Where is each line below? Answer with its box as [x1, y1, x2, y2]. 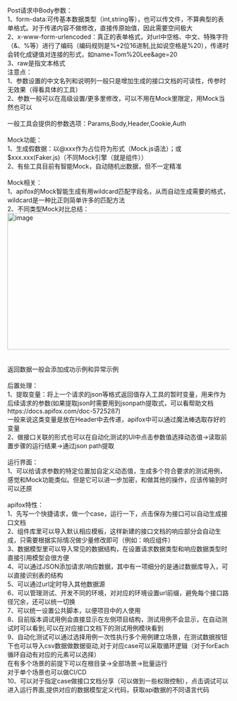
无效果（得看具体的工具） [7, 85, 82, 94]
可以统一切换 [37, 597, 75, 606]
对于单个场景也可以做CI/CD [7, 668, 87, 676]
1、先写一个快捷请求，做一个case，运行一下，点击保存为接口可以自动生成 [7, 509, 222, 518]
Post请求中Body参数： [7, 6, 73, 14]
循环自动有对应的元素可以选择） [7, 650, 100, 659]
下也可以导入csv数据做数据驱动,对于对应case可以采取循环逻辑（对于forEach [7, 642, 229, 650]
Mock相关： [7, 178, 42, 187]
